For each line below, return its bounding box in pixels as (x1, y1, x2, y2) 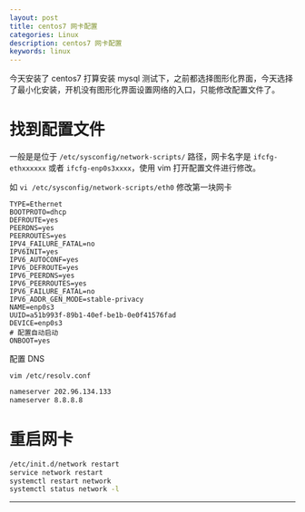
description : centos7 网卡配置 (9, 38, 123, 48)
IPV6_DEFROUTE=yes (9, 264, 79, 273)
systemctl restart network (9, 477, 112, 486)
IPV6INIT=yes (9, 247, 59, 256)
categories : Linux (9, 30, 79, 39)
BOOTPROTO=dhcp (9, 208, 67, 217)
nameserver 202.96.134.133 (9, 387, 112, 397)
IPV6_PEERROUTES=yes (9, 279, 88, 288)
